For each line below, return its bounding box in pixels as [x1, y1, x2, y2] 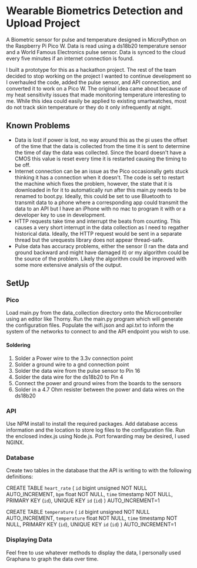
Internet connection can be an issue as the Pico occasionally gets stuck [14, 168, 189, 175]
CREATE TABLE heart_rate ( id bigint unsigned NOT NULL [6, 485, 148, 492]
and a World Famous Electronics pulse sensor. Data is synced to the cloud [6, 48, 186, 55]
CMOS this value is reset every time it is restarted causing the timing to [14, 155, 187, 162]
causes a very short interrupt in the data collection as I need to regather [14, 223, 189, 230]
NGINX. [6, 439, 25, 446]
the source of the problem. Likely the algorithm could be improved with [14, 255, 187, 262]
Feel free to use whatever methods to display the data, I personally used [6, 549, 181, 556]
